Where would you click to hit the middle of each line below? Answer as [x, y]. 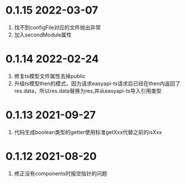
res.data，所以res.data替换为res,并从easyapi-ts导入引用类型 [88, 91]
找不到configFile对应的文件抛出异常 [57, 27]
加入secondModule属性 [43, 35]
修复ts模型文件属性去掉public [50, 76]
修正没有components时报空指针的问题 [60, 173]
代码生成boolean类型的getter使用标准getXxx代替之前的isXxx [88, 132]
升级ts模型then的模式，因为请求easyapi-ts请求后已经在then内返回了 [97, 83]
